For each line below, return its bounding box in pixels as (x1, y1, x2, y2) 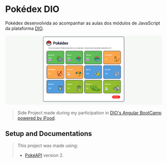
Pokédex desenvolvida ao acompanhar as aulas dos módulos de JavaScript (5, 20, 161, 26)
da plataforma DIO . (5, 25, 44, 31)
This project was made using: (17, 142, 78, 148)
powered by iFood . (17, 115, 56, 121)
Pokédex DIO (5, 3, 60, 15)
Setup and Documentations (5, 129, 92, 138)
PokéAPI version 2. (24, 152, 64, 158)
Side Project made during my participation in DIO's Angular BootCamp (17, 109, 162, 115)
